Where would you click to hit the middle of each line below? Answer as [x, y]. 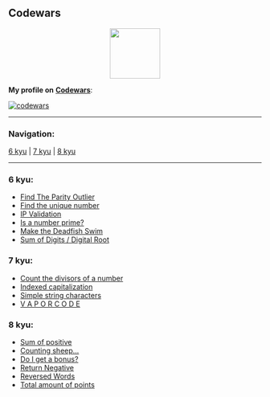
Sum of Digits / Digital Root [65, 239]
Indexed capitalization [56, 286]
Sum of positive [46, 342]
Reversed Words [47, 376]
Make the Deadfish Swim [61, 231]
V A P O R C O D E [50, 304]
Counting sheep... [49, 350]
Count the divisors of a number [72, 278]
